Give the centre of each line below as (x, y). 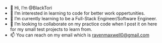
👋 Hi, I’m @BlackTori (31, 8)
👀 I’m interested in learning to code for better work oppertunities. (77, 13)
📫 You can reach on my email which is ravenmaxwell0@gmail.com (80, 35)
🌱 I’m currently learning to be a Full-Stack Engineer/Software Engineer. (84, 18)
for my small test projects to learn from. (51, 29)
